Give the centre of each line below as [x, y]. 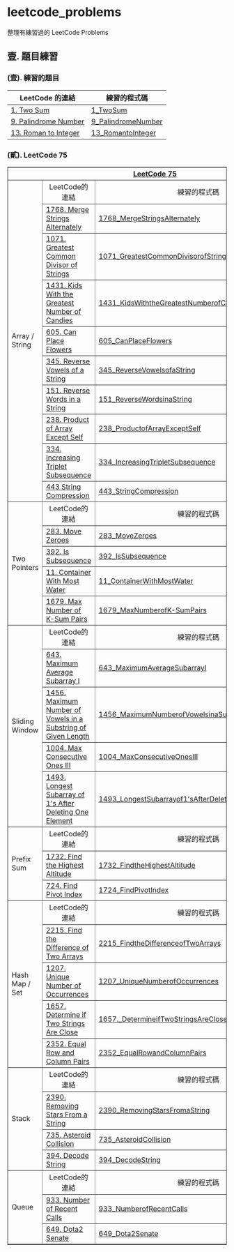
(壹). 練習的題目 [33, 78]
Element [59, 820]
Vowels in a [64, 718]
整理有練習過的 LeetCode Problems [58, 32]
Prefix [21, 859]
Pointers [25, 567]
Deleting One [67, 812]
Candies [59, 320]
